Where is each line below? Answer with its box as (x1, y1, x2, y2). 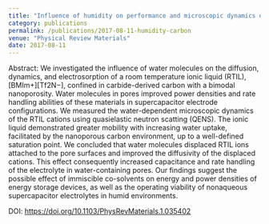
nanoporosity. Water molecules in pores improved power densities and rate (8, 89, 256, 98)
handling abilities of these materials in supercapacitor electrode (8, 98, 219, 107)
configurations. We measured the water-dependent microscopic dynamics (8, 106, 254, 116)
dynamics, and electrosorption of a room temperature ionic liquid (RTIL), (8, 72, 247, 82)
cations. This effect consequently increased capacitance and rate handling (8, 157, 255, 166)
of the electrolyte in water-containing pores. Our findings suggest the (8, 166, 238, 175)
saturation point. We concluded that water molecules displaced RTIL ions (8, 140, 250, 150)
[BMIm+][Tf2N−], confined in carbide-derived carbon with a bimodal (8, 81, 235, 90)
